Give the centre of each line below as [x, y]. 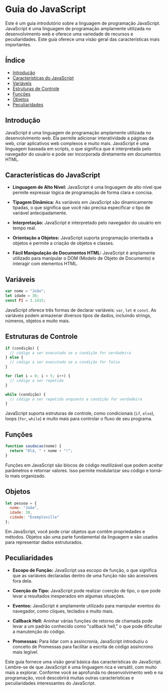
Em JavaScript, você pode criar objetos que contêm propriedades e [75, 531]
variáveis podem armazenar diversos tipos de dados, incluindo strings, [78, 315]
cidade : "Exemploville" [34, 517]
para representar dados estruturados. [44, 542]
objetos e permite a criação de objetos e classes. [63, 243]
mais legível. [25, 652]
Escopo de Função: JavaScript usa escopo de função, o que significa [85, 570]
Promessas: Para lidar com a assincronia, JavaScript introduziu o [80, 641]
